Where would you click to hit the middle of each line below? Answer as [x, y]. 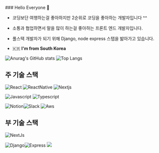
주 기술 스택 [22, 75]
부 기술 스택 [22, 123]
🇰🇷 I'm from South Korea [39, 48]
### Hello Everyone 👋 [27, 7]
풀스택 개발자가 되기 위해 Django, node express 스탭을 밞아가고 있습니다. [83, 39]
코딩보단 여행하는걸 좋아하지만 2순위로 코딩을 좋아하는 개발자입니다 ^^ [79, 18]
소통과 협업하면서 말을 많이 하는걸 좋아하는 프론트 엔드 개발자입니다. [78, 28]
